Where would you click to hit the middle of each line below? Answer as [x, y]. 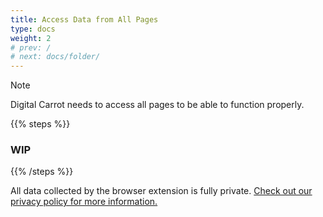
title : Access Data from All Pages [84, 19]
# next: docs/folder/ [55, 57]
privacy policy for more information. [84, 202]
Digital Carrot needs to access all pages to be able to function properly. [157, 105]
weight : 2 [31, 38]
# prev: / [31, 47]
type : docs [33, 29]
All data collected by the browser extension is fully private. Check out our [161, 191]
